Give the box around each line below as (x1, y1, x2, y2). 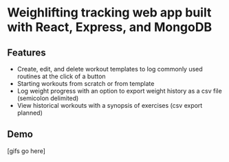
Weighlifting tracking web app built (7, 5, 212, 21)
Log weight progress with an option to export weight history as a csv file (17, 87, 222, 95)
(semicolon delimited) (17, 94, 79, 102)
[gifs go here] (7, 146, 46, 155)
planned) (17, 108, 43, 117)
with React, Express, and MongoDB (7, 19, 212, 35)
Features (7, 47, 46, 58)
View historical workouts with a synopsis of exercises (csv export (17, 102, 203, 109)
